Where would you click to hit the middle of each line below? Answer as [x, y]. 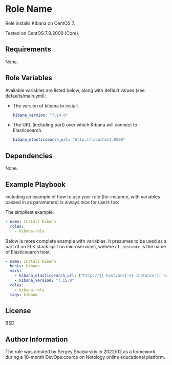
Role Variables [29, 78]
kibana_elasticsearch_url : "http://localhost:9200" [69, 140]
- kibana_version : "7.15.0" [44, 281]
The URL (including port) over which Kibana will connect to [75, 125]
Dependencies [29, 156]
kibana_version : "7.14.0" [40, 115]
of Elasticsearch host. [28, 252]
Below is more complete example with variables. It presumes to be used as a [86, 241]
